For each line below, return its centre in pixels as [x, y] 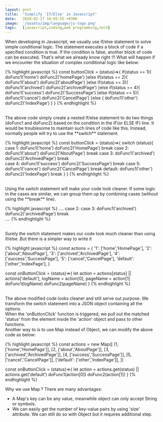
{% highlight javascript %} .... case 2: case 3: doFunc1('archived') [71, 209]
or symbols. [24, 404]
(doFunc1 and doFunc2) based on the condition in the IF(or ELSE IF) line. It [80, 123]
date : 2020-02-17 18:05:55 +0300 [41, 19]
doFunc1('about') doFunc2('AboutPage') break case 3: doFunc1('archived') [80, 153]
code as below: [20, 335]
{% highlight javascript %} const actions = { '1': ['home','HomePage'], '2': [79, 248]
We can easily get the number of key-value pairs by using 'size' [76, 409]
